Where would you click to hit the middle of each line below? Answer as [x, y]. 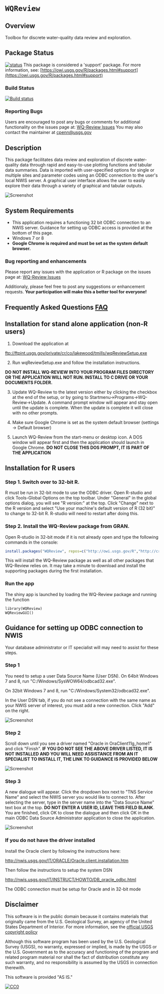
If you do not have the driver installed [50, 840]
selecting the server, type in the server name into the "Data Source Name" [80, 802]
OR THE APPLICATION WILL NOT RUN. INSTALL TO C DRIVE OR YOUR [77, 377]
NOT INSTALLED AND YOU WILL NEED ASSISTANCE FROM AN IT [72, 754]
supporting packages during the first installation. [54, 571]
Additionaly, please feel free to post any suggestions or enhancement [75, 287]
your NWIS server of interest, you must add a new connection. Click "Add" [80, 705]
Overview [20, 26]
